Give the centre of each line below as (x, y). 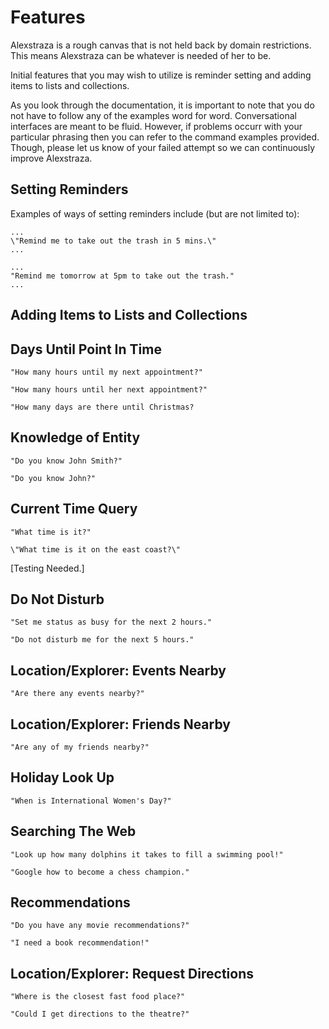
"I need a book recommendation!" (80, 943)
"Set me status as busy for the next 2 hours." (111, 622)
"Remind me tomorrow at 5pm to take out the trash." (122, 276)
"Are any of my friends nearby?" (80, 747)
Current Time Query (74, 509)
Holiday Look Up (62, 777)
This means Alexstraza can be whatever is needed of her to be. (141, 55)
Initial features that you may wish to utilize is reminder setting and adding (161, 75)
